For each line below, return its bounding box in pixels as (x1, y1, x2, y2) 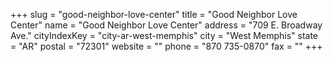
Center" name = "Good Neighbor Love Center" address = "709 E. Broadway (10, 19, 323, 31)
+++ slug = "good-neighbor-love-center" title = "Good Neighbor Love (10, 9, 298, 20)
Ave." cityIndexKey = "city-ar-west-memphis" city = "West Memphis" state (10, 30, 319, 41)
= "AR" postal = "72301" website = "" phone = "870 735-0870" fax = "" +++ (10, 40, 323, 52)
